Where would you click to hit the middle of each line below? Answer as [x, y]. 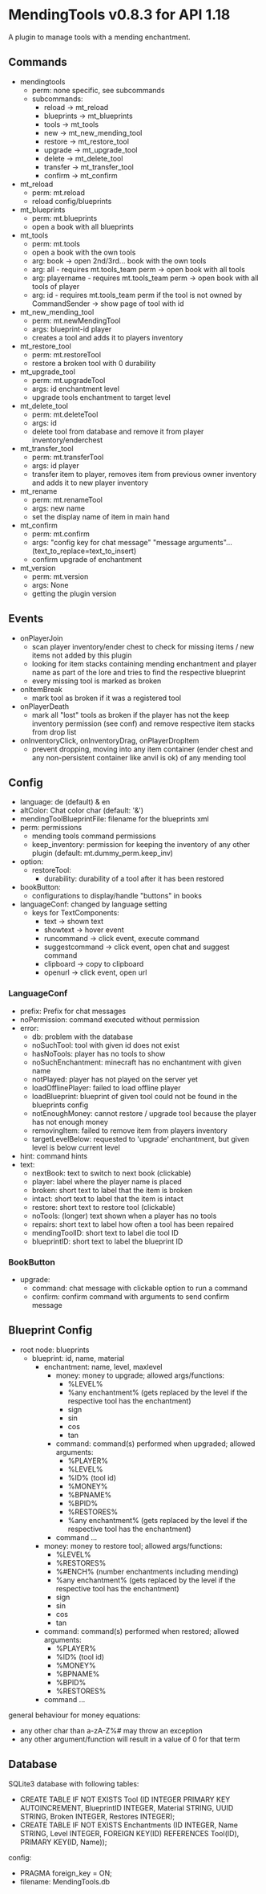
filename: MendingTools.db [65, 1881]
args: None [50, 584]
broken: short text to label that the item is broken [112, 1190]
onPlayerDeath [44, 706]
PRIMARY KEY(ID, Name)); [63, 1842]
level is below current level [76, 1147]
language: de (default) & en [65, 802]
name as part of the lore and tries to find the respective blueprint [139, 672]
